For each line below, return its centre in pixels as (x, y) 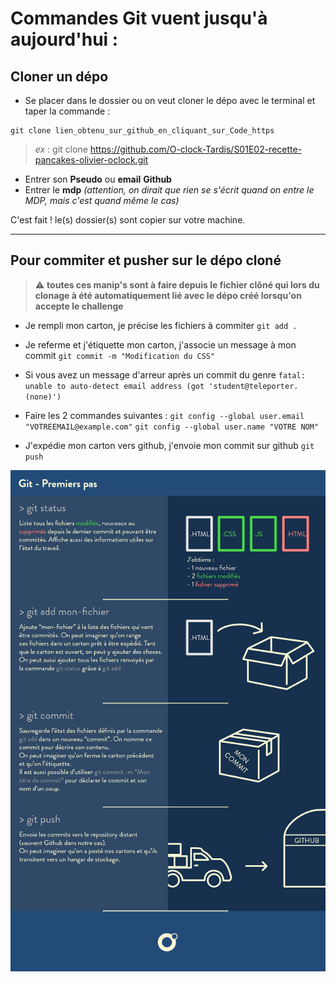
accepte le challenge (79, 306)
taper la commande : (67, 111)
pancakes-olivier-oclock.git (91, 160)
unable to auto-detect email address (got (114, 386)
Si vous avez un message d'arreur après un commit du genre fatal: (165, 374)
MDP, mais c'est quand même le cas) (102, 200)
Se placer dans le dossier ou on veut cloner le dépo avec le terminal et (170, 100)
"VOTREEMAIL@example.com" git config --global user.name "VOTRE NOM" (172, 427)
